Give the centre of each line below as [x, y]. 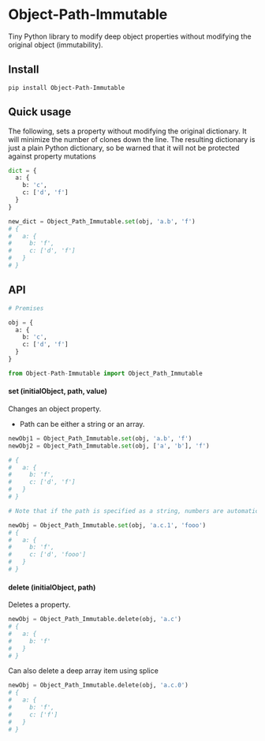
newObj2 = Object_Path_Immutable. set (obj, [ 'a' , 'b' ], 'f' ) [109, 446]
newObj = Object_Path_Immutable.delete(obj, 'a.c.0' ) [99, 685]
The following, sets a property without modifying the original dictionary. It [127, 131]
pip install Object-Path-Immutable [67, 88]
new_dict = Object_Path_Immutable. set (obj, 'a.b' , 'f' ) [102, 221]
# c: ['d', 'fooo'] [47, 555]
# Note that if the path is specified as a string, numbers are [116, 511]
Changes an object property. [55, 409]
